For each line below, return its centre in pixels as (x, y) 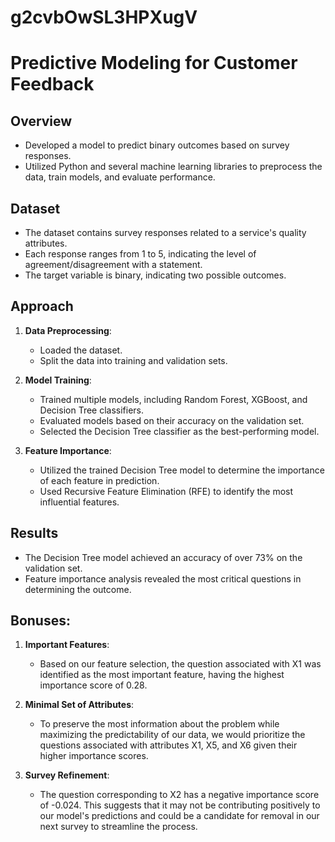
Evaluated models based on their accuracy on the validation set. (172, 420)
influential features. (79, 502)
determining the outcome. (78, 589)
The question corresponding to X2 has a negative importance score (179, 795)
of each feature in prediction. (99, 480)
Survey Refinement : (67, 775)
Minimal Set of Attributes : (79, 705)
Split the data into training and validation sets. (133, 360)
